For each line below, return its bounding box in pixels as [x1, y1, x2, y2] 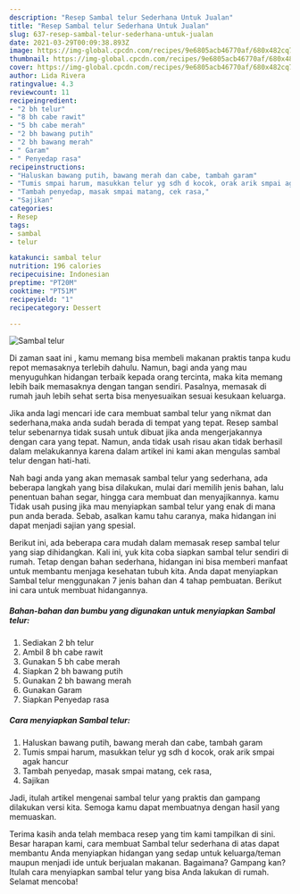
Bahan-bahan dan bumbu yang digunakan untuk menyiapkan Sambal [9, 605, 276, 616]
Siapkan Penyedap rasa [21, 694, 110, 706]
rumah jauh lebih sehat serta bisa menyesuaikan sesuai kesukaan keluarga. [9, 390, 286, 402]
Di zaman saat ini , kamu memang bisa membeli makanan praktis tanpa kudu [9, 353, 291, 363]
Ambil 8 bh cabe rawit [21, 647, 104, 657]
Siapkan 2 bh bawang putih [21, 666, 123, 677]
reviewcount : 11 [9, 88, 70, 96]
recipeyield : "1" [9, 295, 74, 304]
